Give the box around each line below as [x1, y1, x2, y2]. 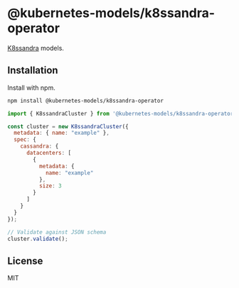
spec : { [14, 136, 37, 143]
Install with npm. [7, 83, 55, 92]
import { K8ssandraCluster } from [7, 110, 110, 117]
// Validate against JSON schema [7, 228, 107, 236]
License [7, 254, 43, 267]
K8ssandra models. [7, 43, 64, 52]
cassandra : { [20, 143, 59, 150]
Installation [7, 64, 58, 76]
